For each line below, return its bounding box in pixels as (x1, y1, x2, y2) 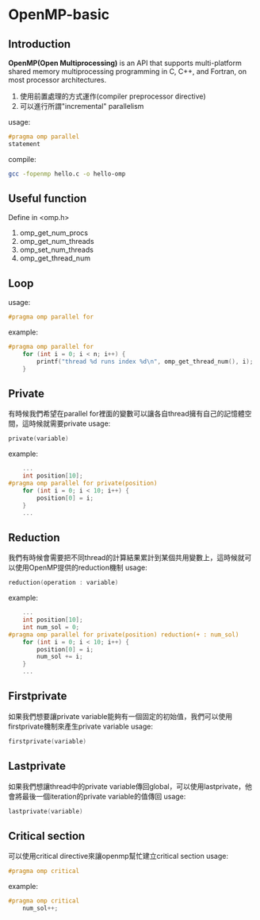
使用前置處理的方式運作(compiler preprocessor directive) (19, 91, 206, 101)
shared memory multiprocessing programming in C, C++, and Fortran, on (8, 67, 247, 76)
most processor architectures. (8, 75, 107, 84)
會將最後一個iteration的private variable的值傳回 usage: (8, 791, 186, 801)
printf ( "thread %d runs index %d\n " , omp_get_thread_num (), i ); (36, 358, 254, 365)
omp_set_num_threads (19, 245, 94, 255)
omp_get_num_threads (19, 237, 94, 246)
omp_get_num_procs (19, 228, 89, 238)
